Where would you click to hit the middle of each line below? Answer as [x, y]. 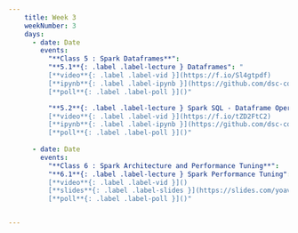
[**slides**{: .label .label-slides [116, 191]
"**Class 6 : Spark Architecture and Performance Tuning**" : [163, 165]
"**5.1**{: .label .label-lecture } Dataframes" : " [145, 68]
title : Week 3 [50, 17]
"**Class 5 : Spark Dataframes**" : [113, 59]
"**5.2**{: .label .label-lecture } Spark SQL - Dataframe [160, 108]
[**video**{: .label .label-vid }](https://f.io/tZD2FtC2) [160, 116]
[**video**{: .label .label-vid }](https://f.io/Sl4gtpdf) [160, 76]
